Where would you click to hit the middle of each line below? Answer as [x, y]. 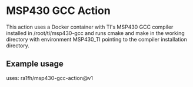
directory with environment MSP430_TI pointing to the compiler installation [96, 39]
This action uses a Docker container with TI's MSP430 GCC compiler [90, 27]
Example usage [35, 64]
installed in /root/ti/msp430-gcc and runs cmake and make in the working [96, 33]
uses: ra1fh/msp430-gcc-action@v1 [49, 78]
